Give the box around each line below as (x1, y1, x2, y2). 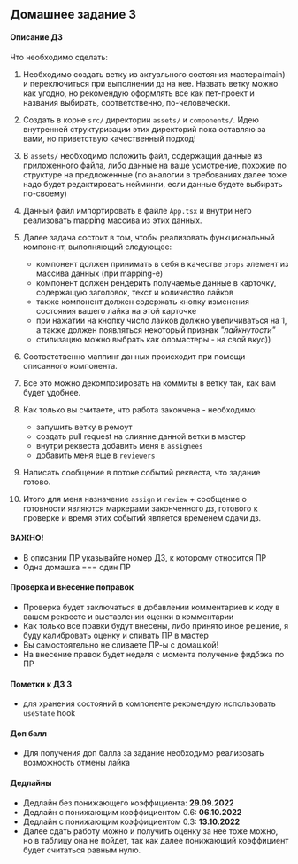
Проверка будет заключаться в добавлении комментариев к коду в (22, 602, 280, 612)
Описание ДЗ (10, 31, 63, 43)
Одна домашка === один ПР (22, 562, 131, 572)
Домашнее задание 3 (10, 7, 136, 22)
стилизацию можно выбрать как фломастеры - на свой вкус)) (35, 334, 271, 344)
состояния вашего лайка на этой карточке (35, 305, 197, 316)
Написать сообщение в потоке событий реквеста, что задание (22, 467, 261, 477)
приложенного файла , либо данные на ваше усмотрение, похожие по (22, 160, 287, 170)
